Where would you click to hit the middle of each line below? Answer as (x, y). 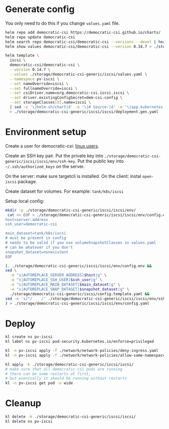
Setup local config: (25, 201)
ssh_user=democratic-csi (31, 224)
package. (27, 181)
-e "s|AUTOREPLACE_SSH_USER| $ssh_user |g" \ (56, 280)
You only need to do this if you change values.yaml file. (62, 23)
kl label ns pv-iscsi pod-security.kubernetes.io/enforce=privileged (80, 342)
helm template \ (22, 56)
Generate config (40, 9)
